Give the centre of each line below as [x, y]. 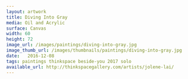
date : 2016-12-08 [30, 56]
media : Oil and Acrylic [36, 23]
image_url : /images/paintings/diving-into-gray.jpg [71, 45]
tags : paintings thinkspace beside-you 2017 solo [69, 61]
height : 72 [20, 39]
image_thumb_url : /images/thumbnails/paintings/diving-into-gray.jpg [94, 50]
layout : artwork [26, 12]
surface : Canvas [26, 28]
